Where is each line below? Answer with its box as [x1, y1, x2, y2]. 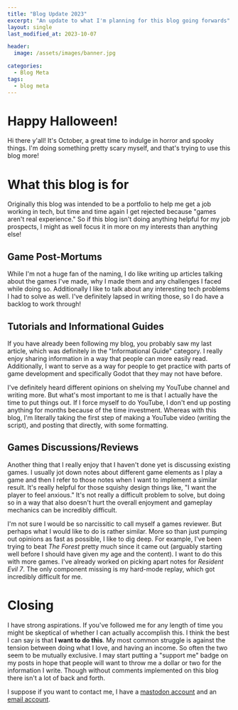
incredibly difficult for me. [7, 572, 83, 581]
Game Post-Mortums [7, 250, 102, 263]
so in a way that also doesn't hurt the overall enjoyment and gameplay [7, 498, 213, 507]
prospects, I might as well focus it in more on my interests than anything [7, 222, 218, 231]
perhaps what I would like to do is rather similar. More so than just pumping [7, 527, 227, 535]
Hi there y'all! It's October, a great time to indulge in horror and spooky [7, 136, 215, 145]
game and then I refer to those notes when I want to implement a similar [7, 475, 218, 484]
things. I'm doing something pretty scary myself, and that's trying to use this [7, 144, 231, 153]
